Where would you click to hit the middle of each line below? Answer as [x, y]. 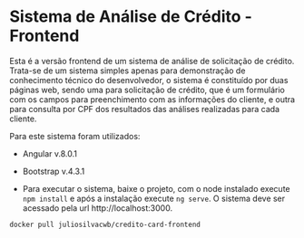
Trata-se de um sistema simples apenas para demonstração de [127, 71]
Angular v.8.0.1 [50, 153]
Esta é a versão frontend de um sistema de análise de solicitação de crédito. [152, 61]
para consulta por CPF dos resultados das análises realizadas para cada [144, 109]
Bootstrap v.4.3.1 [54, 171]
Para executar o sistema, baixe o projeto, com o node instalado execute [156, 188]
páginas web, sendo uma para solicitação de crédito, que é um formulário [147, 90]
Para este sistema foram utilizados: [75, 136]
